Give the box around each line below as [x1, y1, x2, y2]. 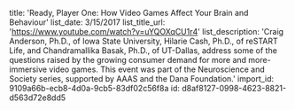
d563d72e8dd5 [9, 92, 66, 103]
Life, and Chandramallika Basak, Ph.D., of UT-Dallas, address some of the [9, 45, 277, 56]
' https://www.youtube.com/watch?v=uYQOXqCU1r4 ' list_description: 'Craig [9, 27, 284, 36]
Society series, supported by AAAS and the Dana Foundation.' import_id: [9, 74, 275, 83]
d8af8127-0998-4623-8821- [181, 83, 286, 93]
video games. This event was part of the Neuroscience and [48, 64, 265, 75]
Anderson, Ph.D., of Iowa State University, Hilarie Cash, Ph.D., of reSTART [9, 35, 278, 46]
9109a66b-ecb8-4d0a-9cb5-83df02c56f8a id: [9, 83, 180, 93]
